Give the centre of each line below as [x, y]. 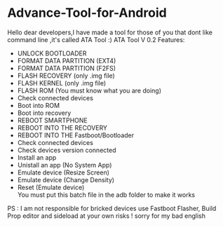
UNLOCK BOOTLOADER [52, 53]
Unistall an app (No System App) [65, 165]
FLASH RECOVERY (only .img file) [66, 76]
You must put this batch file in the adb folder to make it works [106, 195]
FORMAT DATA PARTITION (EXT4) [67, 60]
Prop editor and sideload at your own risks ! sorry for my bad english [106, 216]
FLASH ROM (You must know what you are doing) [89, 90]
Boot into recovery [44, 113]
